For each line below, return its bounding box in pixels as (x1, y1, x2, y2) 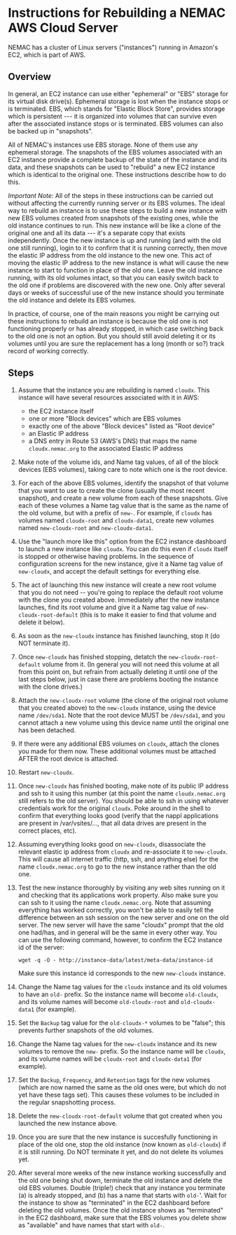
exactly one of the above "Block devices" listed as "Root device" (28, 421, 216, 430)
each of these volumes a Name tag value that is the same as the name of (18, 501, 229, 510)
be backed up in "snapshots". (8, 126, 93, 135)
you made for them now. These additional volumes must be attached (18, 746, 216, 755)
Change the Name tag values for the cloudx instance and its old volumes (18, 982, 228, 991)
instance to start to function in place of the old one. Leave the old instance (8, 265, 223, 275)
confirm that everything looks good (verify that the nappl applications (18, 811, 219, 819)
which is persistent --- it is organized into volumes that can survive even (8, 112, 217, 120)
